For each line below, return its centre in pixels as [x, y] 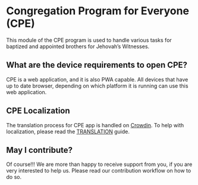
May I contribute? [40, 150]
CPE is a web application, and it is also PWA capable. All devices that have [97, 79]
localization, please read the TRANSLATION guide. [68, 131]
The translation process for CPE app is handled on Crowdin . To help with [95, 125]
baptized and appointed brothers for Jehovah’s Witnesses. [78, 46]
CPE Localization [38, 111]
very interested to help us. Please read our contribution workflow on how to [99, 171]
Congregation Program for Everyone [98, 11]
